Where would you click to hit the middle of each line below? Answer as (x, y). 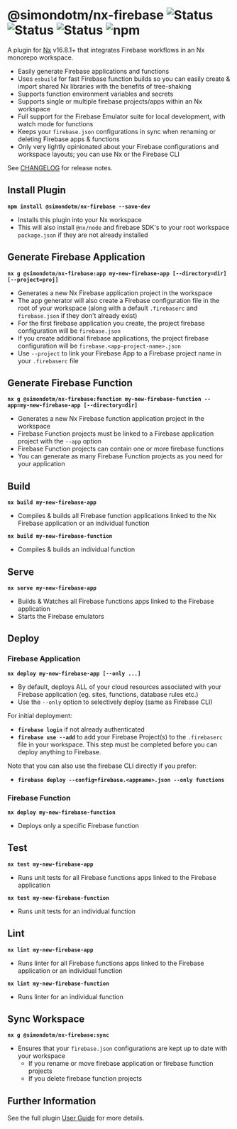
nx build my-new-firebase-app (52, 503)
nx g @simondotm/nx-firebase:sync (59, 1035)
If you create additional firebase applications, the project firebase (113, 338)
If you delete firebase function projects (85, 1079)
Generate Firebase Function (70, 383)
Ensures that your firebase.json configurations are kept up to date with (122, 1048)
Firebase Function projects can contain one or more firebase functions (121, 449)
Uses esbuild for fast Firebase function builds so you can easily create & (124, 79)
